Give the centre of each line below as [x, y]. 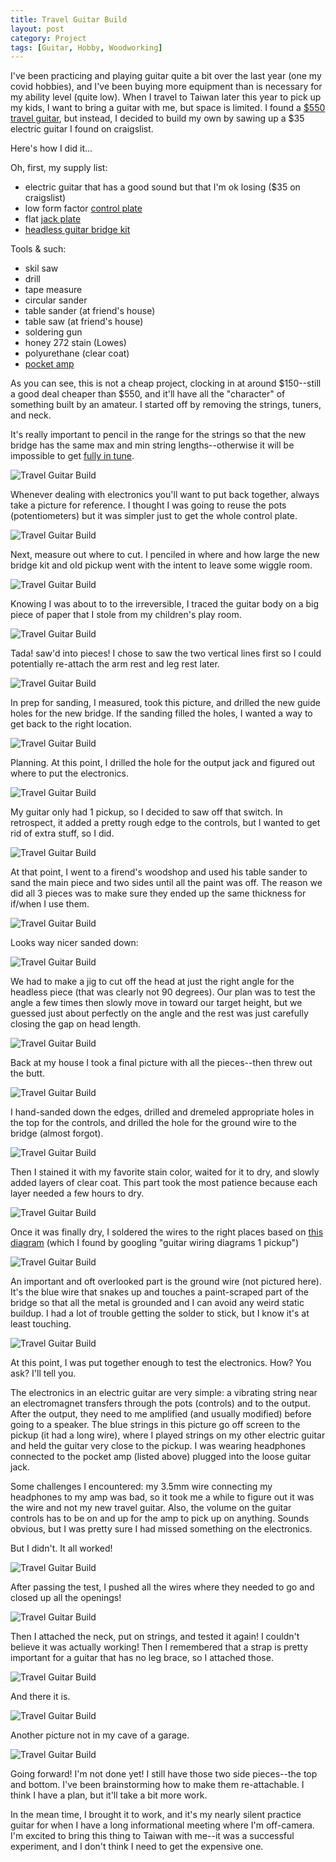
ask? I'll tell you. [43, 1373]
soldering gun [53, 332]
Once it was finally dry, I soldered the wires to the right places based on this [167, 1232]
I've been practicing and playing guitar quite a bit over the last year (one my [166, 76]
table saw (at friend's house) [84, 322]
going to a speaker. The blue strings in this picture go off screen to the [155, 1425]
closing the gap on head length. [76, 1024]
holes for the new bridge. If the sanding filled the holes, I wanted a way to [161, 713]
